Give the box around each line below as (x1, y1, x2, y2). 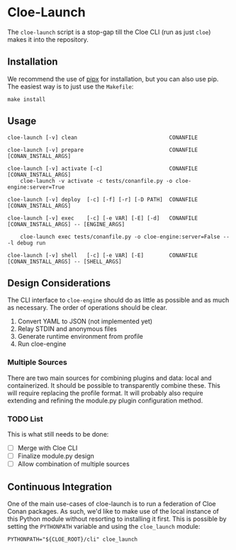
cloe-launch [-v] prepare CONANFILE (7, 146, 198, 153)
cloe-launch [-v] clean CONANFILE (7, 134, 198, 141)
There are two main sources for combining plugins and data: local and (7, 374, 212, 382)
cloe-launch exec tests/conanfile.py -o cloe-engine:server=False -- (20, 233, 230, 240)
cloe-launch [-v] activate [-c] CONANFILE (7, 164, 198, 172)
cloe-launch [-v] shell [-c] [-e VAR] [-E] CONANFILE (7, 252, 198, 259)
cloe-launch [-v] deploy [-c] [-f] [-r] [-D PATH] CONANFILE (7, 196, 198, 203)
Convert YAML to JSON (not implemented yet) (17, 317, 153, 326)
